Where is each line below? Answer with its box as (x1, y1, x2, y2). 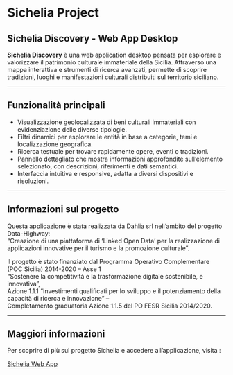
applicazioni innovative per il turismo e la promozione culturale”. (7, 244, 190, 252)
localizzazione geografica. (17, 140, 94, 148)
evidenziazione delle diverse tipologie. (17, 125, 127, 133)
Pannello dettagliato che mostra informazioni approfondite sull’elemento (17, 155, 223, 163)
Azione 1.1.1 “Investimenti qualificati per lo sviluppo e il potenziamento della (7, 286, 221, 295)
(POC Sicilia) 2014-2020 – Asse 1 (7, 265, 102, 273)
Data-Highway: (7, 229, 51, 237)
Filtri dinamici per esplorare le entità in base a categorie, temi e (17, 132, 198, 141)
